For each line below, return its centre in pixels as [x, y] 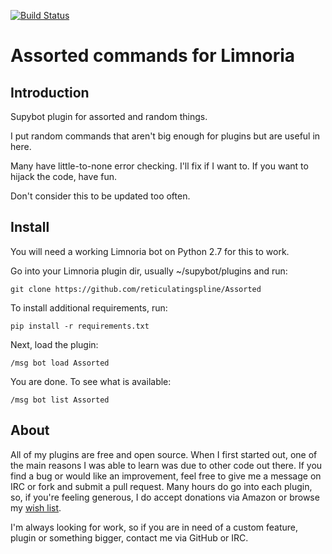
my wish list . [36, 507]
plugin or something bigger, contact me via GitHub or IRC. [129, 537]
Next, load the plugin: [54, 344]
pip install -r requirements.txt [80, 326]
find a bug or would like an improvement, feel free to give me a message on [166, 476]
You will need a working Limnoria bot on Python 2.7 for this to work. [150, 251]
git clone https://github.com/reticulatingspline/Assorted [136, 289]
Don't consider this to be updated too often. [100, 196]
